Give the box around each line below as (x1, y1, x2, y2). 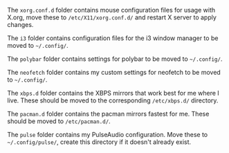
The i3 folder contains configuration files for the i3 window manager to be (7, 34, 219, 42)
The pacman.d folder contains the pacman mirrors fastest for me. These (7, 110, 210, 118)
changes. (7, 21, 34, 28)
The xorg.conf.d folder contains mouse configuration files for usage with (7, 6, 216, 14)
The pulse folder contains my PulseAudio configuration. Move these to (7, 131, 208, 138)
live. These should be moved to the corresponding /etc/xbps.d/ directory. (7, 96, 219, 105)
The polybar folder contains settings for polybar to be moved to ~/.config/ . (7, 55, 223, 63)
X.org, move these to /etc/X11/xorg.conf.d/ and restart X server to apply (7, 13, 217, 21)
